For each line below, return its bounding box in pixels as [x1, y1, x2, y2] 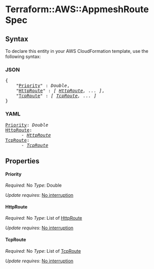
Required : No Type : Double [5, 182, 62, 189]
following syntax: [5, 53, 41, 59]
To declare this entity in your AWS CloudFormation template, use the [5, 48, 148, 54]
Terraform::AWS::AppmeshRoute [5, 4, 149, 15]
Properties [5, 157, 40, 165]
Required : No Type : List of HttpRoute [5, 215, 82, 221]
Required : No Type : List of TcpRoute [5, 248, 81, 254]
